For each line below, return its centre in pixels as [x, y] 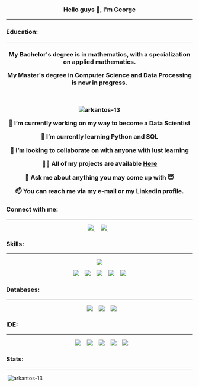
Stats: [15, 359]
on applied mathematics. [99, 62]
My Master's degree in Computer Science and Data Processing [99, 75]
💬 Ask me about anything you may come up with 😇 [99, 177]
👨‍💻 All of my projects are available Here [99, 164]
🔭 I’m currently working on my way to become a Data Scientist [99, 123]
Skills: [15, 244]
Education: [22, 32]
